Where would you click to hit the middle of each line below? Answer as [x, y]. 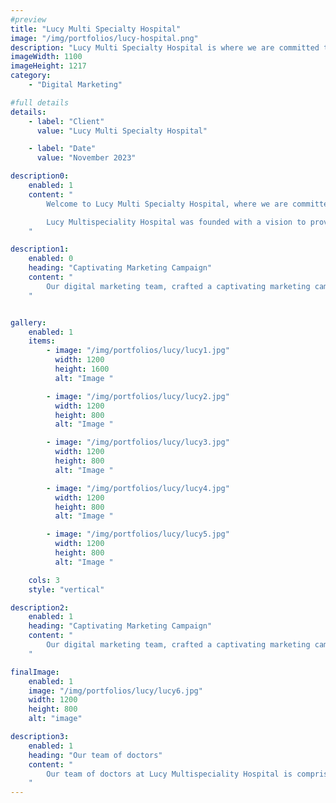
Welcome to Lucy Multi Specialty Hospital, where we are [167, 204]
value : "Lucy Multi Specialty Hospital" [122, 131]
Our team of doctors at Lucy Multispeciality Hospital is [169, 774]
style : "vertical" [66, 589]
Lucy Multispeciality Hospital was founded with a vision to [176, 222]
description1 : [40, 249]
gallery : [28, 322]
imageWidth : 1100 [46, 57]
